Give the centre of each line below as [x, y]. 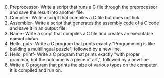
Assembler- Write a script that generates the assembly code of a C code [84, 23]
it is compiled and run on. [36, 70]
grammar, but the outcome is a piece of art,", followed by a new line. [80, 59]
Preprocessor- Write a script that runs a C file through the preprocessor [83, 7]
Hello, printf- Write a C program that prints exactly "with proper [75, 54]
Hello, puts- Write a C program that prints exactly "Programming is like [82, 44]
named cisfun [24, 39]
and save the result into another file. [47, 12]
